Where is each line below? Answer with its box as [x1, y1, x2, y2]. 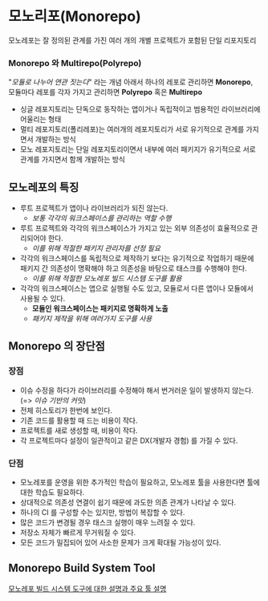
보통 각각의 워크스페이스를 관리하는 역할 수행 [31, 214, 172, 223]
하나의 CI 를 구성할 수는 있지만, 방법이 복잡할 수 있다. [19, 508, 185, 517]
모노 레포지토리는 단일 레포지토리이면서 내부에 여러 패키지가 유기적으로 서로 [19, 145, 257, 154]
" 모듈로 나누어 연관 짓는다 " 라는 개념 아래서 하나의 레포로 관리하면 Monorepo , [8, 77, 254, 87]
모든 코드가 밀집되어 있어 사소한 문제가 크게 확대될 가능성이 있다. [19, 538, 221, 547]
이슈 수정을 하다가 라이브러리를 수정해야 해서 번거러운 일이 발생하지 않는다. [19, 385, 254, 395]
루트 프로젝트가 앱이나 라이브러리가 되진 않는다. [19, 203, 169, 213]
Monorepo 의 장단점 [8, 339, 106, 354]
